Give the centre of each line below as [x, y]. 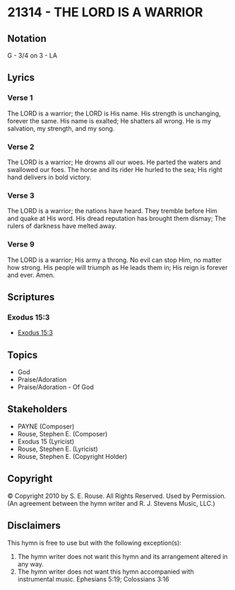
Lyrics [21, 78]
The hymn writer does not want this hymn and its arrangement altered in [122, 556]
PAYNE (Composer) [46, 426]
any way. [30, 564]
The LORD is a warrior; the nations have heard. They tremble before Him [112, 211]
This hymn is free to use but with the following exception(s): [95, 543]
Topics [23, 355]
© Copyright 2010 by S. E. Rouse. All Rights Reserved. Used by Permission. [117, 496]
